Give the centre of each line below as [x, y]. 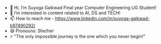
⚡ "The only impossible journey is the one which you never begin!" [78, 36]
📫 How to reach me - [32, 18]
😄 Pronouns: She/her [32, 31]
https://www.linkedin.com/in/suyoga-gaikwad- [102, 18]
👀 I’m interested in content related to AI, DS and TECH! [65, 13]
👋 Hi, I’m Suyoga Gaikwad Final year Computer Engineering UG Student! [83, 8]
